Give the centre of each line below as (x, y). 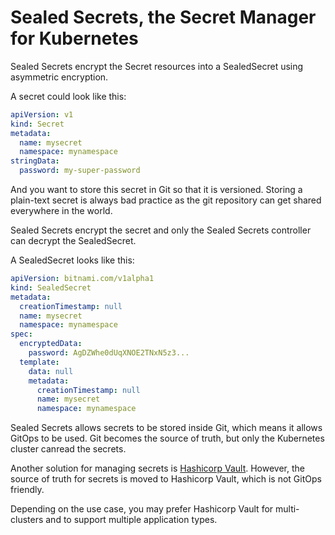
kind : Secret (37, 124)
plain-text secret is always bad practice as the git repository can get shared (166, 200)
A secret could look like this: (68, 96)
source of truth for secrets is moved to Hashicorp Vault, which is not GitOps (166, 479)
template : (39, 362)
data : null (51, 371)
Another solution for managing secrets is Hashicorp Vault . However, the (157, 468)
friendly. (27, 490)
